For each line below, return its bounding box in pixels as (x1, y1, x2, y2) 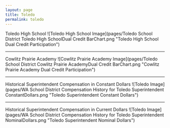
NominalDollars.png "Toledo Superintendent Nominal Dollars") (5, 117, 135, 123)
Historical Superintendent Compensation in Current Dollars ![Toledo (5, 107, 146, 113)
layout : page (5, 7, 33, 13)
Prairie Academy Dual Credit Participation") (5, 67, 96, 73)
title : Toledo (5, 12, 35, 17)
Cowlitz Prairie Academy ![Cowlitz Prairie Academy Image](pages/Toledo (5, 56, 158, 62)
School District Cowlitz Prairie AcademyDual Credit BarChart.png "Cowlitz (5, 61, 159, 67)
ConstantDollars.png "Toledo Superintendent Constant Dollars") (5, 92, 139, 98)
